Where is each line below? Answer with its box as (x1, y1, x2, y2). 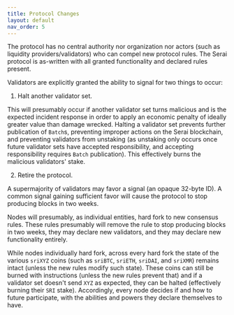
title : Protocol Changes (7, 10, 80, 17)
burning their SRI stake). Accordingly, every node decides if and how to (7, 286, 213, 295)
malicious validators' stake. (7, 157, 86, 166)
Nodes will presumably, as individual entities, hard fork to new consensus (7, 213, 219, 221)
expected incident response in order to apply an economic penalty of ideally (7, 113, 227, 121)
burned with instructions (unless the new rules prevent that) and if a (7, 271, 203, 280)
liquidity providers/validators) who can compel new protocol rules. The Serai (7, 50, 228, 58)
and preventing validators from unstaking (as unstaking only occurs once (7, 135, 218, 143)
